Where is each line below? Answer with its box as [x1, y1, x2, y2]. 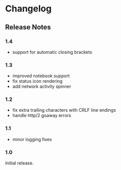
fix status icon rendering [12, 78, 63, 84]
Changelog [5, 3, 52, 14]
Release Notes [5, 23, 51, 31]
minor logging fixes [12, 136, 52, 142]
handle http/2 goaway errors [12, 113, 71, 119]
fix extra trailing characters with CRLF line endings [12, 107, 116, 113]
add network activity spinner [12, 83, 71, 90]
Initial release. [5, 160, 34, 166]
